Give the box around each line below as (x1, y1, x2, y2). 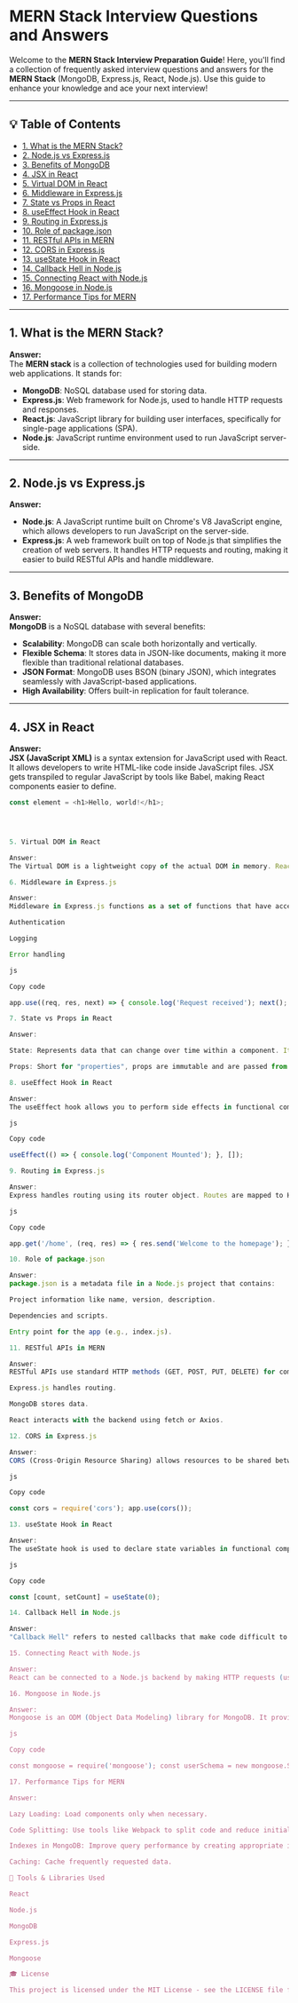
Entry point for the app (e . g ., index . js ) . (9, 1327, 173, 1336)
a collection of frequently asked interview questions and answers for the (9, 64, 274, 75)
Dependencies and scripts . (9, 1311, 109, 1320)
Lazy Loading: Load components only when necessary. (9, 1809, 208, 1818)
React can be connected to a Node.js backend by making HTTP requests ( (9, 1673, 284, 1682)
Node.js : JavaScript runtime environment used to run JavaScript (21, 432, 259, 443)
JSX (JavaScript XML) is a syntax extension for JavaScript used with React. (9, 753, 288, 763)
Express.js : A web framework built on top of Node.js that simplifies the (21, 535, 282, 546)
